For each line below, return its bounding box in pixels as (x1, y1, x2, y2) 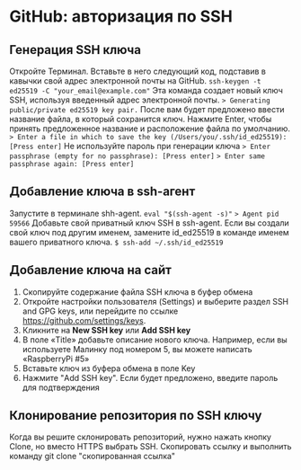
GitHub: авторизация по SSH (9, 6, 234, 27)
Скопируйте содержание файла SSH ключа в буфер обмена (22, 286, 253, 297)
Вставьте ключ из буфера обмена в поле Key (22, 362, 196, 374)
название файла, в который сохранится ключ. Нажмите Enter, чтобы (9, 114, 272, 124)
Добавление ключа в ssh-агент (9, 184, 196, 200)
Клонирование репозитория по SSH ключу (9, 408, 262, 423)
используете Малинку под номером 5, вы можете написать (22, 343, 252, 354)
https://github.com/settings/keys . (22, 315, 146, 325)
